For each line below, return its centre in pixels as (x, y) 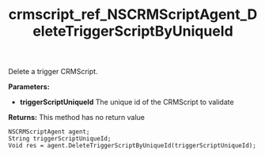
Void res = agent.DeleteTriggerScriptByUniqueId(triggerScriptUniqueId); (132, 146)
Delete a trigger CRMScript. (53, 72)
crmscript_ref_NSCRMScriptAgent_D (133, 15)
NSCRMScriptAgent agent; (49, 132)
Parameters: (29, 87)
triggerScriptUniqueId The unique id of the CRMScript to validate (127, 102)
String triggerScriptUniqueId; (60, 139)
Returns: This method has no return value (76, 118)
